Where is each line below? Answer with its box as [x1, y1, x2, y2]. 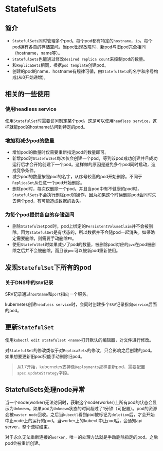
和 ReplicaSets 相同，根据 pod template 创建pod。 [12, 62, 109, 68]
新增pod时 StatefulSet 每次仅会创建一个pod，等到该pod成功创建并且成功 [12, 155, 158, 161]
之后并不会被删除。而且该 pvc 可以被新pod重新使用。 [16, 247, 121, 254]
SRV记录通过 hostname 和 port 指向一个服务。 [5, 291, 91, 297]
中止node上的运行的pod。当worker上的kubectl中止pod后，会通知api [5, 417, 143, 423]
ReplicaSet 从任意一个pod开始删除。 [12, 179, 85, 186]
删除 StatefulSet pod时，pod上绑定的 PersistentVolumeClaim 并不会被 [12, 223, 149, 229]
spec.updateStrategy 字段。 [17, 370, 72, 376]
